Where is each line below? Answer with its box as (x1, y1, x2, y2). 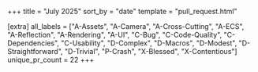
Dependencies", (7, 38, 60, 48)
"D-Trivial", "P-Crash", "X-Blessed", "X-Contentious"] (65, 47, 237, 56)
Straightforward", (7, 47, 64, 56)
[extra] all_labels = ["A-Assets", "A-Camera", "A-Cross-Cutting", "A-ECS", (7, 22, 245, 31)
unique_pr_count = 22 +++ (7, 55, 95, 64)
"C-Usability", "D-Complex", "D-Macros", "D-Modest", (61, 38, 237, 48)
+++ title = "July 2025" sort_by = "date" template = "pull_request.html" (7, 7, 237, 16)
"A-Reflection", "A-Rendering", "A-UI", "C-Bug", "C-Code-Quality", (7, 31, 222, 39)
